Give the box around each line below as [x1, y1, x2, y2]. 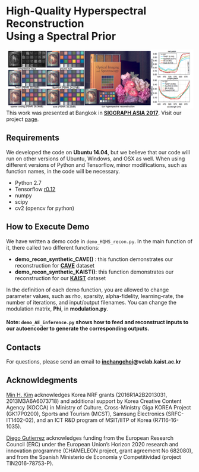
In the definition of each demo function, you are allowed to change [6, 286, 169, 293]
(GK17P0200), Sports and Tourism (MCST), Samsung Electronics [6, 410, 165, 417]
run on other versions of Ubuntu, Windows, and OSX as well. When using [6, 155, 185, 162]
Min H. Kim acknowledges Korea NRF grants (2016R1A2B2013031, [6, 391, 168, 398]
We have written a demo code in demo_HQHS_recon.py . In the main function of [6, 237, 193, 245]
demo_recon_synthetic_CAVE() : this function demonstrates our [14, 255, 173, 263]
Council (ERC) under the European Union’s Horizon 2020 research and [6, 440, 179, 448]
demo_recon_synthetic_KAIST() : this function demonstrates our [14, 268, 174, 275]
